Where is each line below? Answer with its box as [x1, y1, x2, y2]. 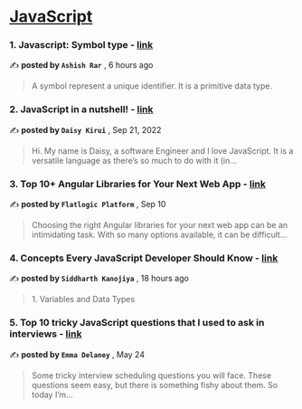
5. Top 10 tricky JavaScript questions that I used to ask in [9, 317, 265, 329]
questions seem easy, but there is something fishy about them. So [31, 379, 278, 390]
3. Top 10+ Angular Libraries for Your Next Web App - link [9, 177, 267, 190]
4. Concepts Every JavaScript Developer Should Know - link [9, 252, 278, 264]
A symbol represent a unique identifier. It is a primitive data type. [31, 81, 273, 91]
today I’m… [31, 389, 74, 400]
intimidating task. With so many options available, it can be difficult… [31, 229, 288, 241]
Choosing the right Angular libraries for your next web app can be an [31, 220, 288, 231]
